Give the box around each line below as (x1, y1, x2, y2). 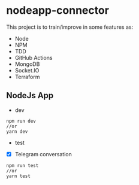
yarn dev (6, 128, 28, 135)
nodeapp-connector (6, 4, 110, 17)
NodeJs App (6, 90, 54, 101)
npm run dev (6, 118, 36, 124)
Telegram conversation (14, 150, 72, 157)
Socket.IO (14, 66, 40, 74)
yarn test (6, 173, 31, 179)
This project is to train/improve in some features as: (6, 23, 134, 31)
